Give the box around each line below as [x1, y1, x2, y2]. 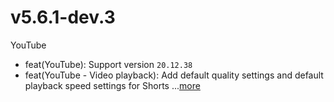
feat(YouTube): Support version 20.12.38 [24, 58, 193, 70]
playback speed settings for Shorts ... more [24, 79, 201, 91]
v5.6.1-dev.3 [10, 6, 116, 29]
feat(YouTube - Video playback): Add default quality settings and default [24, 69, 324, 81]
